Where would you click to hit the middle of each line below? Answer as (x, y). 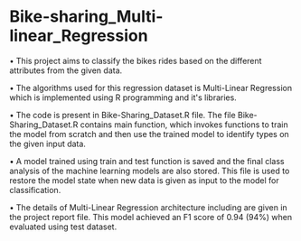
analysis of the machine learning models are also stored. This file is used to (150, 171)
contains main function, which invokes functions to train (184, 125)
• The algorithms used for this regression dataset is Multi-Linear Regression (150, 88)
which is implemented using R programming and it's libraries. (123, 97)
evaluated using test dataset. (63, 227)
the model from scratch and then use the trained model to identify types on (149, 134)
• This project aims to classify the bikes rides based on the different (136, 60)
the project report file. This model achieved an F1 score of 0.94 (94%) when (151, 217)
